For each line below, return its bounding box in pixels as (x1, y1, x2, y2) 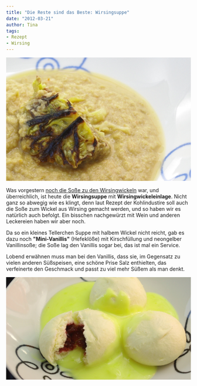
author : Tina (6, 22, 38, 28)
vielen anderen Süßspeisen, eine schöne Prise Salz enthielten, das (6, 259, 167, 266)
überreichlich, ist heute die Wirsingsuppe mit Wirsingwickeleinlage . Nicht (6, 193, 187, 200)
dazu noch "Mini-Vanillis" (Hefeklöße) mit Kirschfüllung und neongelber (6, 235, 182, 242)
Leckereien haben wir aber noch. (6, 217, 86, 225)
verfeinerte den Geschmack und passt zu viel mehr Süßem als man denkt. (6, 265, 185, 272)
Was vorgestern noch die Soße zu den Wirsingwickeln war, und (6, 186, 159, 193)
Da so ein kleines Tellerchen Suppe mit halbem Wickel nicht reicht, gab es (6, 229, 185, 236)
